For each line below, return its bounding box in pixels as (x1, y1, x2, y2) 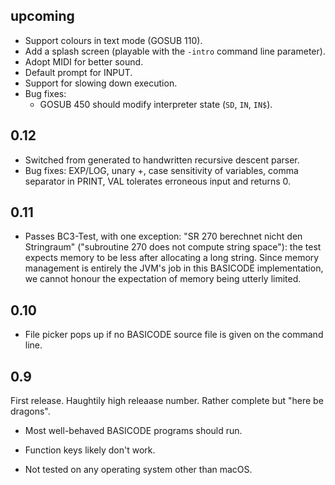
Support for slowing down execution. (24, 77, 178, 89)
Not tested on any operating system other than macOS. (24, 464, 253, 476)
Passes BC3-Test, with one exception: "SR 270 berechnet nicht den (24, 230, 303, 243)
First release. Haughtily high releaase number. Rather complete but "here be (10, 395, 324, 407)
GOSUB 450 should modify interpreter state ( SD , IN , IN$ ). (39, 98, 273, 110)
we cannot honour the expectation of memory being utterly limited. (24, 273, 302, 285)
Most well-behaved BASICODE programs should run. (24, 425, 243, 437)
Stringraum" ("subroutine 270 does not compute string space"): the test (24, 241, 322, 253)
